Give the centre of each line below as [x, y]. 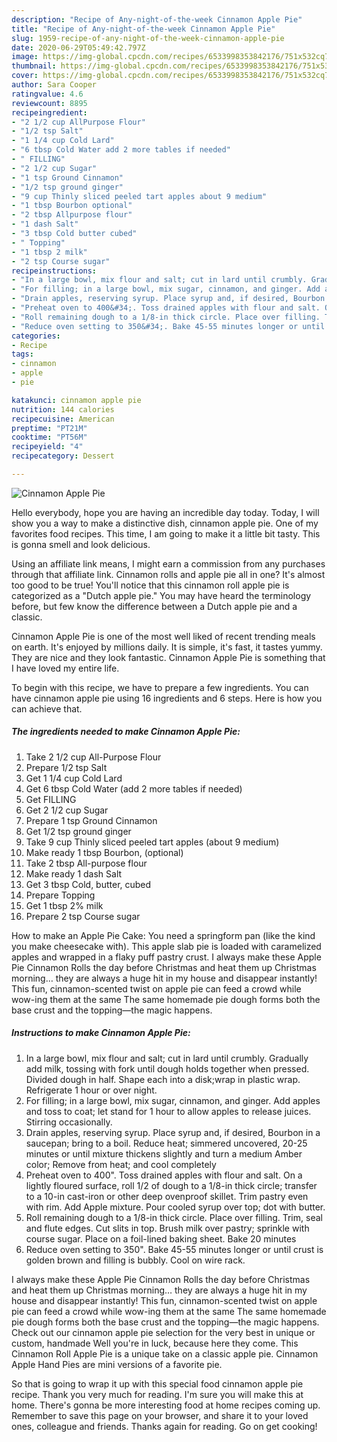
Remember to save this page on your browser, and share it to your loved [160, 1415]
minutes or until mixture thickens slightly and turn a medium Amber [164, 1153]
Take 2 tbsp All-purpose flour [86, 863]
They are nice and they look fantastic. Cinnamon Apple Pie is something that [168, 657]
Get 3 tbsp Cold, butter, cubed [88, 884]
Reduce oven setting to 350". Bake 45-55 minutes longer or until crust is [174, 1249]
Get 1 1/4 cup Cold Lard [74, 778]
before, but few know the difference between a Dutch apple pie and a [154, 606]
